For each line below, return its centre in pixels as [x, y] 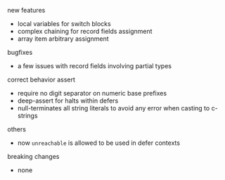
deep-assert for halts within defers [68, 101]
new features [26, 10]
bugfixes [20, 52]
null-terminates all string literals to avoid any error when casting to [114, 108]
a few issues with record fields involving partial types [95, 66]
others [17, 129]
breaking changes [33, 156]
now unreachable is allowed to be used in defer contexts [99, 143]
